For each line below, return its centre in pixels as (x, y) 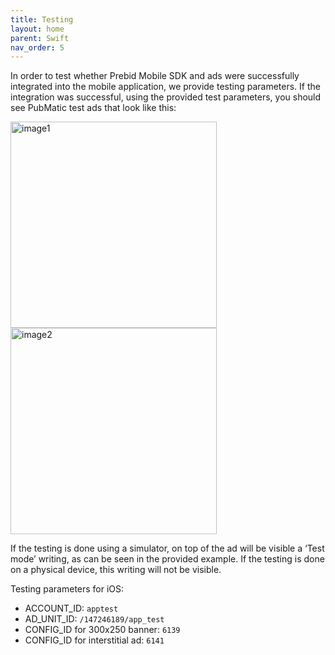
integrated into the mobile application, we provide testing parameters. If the (165, 87)
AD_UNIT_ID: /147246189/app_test (94, 619)
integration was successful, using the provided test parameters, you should (166, 97)
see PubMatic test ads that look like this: (93, 108)
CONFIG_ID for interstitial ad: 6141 (94, 640)
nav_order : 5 (37, 47)
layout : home (37, 29)
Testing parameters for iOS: (67, 589)
